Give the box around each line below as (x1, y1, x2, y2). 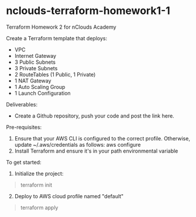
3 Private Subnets (14, 64, 58, 71)
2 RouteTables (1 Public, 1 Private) (14, 71, 96, 78)
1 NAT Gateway (14, 77, 51, 84)
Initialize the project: (14, 170, 64, 177)
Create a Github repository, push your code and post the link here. (14, 112, 174, 119)
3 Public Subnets (14, 58, 56, 66)
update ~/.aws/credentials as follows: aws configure (14, 141, 141, 148)
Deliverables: (6, 101, 38, 108)
